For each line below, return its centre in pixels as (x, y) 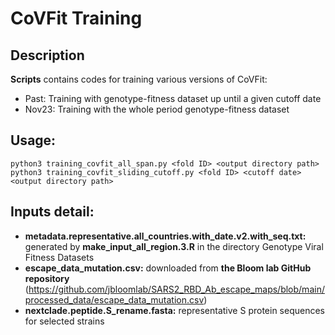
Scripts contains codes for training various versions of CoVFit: (139, 79)
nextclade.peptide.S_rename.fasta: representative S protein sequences (174, 310)
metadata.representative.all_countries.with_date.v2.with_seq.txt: (165, 236)
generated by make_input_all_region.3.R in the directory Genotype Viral (174, 246)
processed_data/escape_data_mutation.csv (114, 299)
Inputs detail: (52, 212)
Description (47, 55)
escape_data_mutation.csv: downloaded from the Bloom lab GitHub (168, 268)
